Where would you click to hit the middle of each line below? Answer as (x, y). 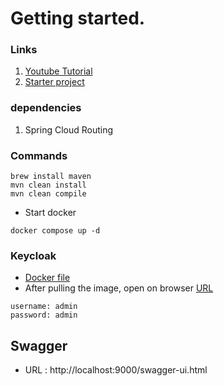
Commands (39, 155)
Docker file (47, 278)
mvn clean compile (48, 194)
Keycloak (33, 255)
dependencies (46, 108)
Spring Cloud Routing (69, 129)
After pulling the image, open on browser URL (119, 288)
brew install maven (51, 177)
